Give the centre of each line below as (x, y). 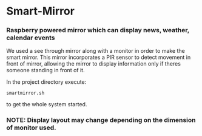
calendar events (31, 38)
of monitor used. (31, 127)
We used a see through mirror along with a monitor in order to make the (96, 51)
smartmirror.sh (25, 93)
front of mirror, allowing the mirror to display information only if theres (93, 64)
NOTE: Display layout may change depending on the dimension (101, 120)
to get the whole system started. (47, 104)
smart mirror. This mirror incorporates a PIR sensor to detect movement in (99, 57)
